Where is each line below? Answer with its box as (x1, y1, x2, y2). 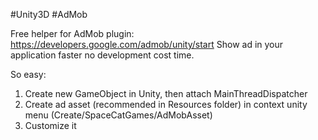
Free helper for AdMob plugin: (10, 28, 135, 39)
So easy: (10, 69, 47, 80)
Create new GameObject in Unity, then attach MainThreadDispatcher (24, 88, 308, 99)
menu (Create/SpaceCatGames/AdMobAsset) (24, 109, 213, 121)
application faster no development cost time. (10, 49, 195, 61)
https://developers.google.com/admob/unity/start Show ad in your (10, 39, 284, 50)
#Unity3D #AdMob (10, 9, 88, 20)
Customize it (24, 120, 77, 131)
